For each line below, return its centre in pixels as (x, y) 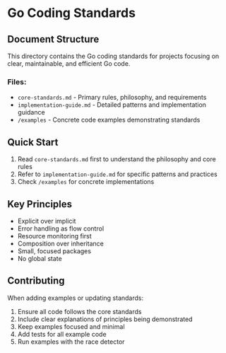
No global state (40, 258)
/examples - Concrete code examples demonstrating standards (109, 120)
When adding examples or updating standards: (75, 298)
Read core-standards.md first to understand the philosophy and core (117, 159)
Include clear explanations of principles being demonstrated (105, 319)
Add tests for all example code (62, 334)
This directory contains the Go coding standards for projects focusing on (113, 56)
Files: (17, 81)
